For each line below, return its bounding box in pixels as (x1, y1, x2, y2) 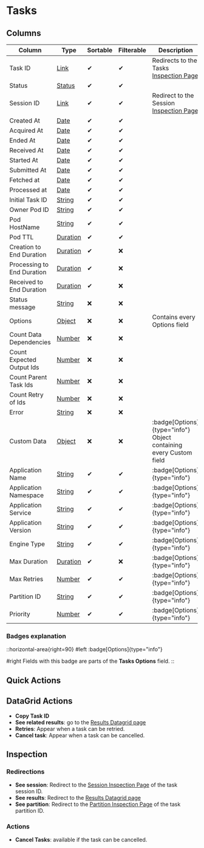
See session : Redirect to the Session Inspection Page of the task (15, 781, 178, 789)
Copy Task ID (15, 712, 50, 719)
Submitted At (9, 166, 47, 174)
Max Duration (9, 557, 48, 565)
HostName (9, 223, 40, 231)
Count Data (9, 330, 42, 339)
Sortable (87, 46, 113, 54)
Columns (6, 28, 41, 38)
